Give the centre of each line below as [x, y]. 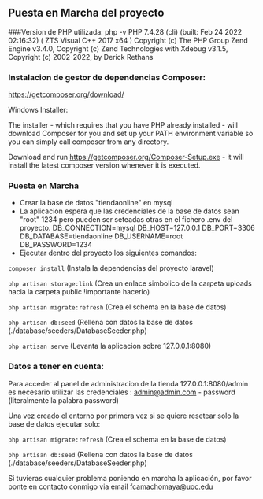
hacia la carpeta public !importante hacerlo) [79, 292]
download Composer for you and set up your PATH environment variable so [131, 134]
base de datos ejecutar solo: [54, 423]
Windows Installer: [38, 110]
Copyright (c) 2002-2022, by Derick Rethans [81, 57]
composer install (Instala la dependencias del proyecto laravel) [111, 268]
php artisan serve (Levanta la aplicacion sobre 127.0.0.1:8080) [110, 346]
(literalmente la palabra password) [64, 400]
